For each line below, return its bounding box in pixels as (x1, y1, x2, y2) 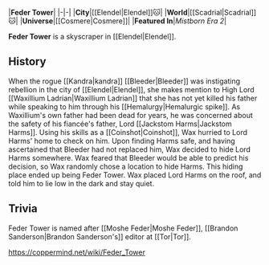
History (8, 55, 47, 68)
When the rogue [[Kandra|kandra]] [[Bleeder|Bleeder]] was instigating (8, 76, 241, 86)
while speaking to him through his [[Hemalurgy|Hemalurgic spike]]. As (8, 101, 241, 112)
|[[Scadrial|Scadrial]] (187, 8, 257, 17)
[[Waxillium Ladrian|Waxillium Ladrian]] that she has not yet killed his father (8, 93, 258, 103)
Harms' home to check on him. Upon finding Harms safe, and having (8, 136, 235, 145)
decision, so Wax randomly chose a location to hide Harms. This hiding (8, 161, 243, 171)
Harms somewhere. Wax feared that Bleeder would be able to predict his (8, 153, 249, 162)
